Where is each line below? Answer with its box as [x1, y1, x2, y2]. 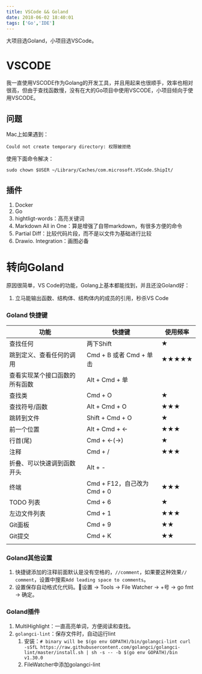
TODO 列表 [9, 498, 41, 507]
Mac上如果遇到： [6, 130, 49, 138]
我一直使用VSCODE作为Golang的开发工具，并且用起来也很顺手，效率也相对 [6, 79, 194, 87]
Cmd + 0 [87, 488, 111, 496]
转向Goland [6, 261, 64, 274]
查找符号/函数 [9, 403, 48, 411]
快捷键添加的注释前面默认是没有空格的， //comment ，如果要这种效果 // [14, 569, 188, 576]
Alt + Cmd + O [87, 402, 127, 411]
